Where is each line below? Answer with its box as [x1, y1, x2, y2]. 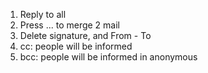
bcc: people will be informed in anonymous [19, 51, 198, 63]
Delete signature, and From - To [19, 30, 152, 41]
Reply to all [19, 9, 67, 20]
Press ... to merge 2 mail [19, 19, 120, 31]
